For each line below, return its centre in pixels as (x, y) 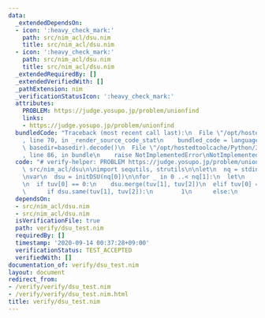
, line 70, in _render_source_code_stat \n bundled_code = (125, 140)
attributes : (35, 103)
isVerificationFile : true (58, 221)
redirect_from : (33, 280)
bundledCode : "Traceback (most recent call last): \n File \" (119, 133)
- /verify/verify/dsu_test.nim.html (68, 294)
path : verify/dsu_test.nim (60, 228)
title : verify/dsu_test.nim (54, 301)
